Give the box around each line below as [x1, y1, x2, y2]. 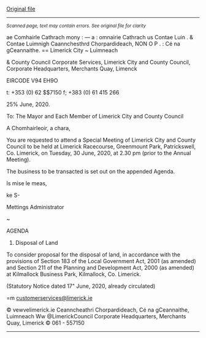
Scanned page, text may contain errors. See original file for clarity [6, 23, 146, 29]
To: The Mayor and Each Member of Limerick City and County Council [6, 113, 184, 120]
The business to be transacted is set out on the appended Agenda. [6, 168, 175, 175]
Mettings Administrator [6, 204, 64, 210]
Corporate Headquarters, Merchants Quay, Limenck [6, 65, 137, 72]
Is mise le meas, [6, 180, 47, 186]
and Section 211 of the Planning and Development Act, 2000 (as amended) [6, 264, 195, 271]
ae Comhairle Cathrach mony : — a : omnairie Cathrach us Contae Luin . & [6, 34, 194, 40]
